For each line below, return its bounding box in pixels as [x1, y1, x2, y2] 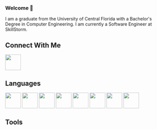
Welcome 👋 [5, 4, 33, 11]
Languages [5, 79, 41, 87]
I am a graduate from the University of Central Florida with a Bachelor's [5, 16, 152, 22]
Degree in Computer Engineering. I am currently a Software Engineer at [5, 21, 152, 27]
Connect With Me [5, 41, 61, 49]
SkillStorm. [5, 26, 27, 32]
